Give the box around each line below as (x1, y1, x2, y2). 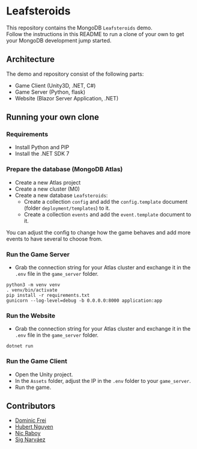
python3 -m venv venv (6, 282, 61, 288)
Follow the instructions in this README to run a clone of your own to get (6, 30, 184, 37)
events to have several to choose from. (6, 235, 103, 242)
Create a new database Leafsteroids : (14, 191, 108, 199)
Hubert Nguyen (14, 423, 53, 430)
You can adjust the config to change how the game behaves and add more (6, 228, 191, 236)
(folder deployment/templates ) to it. (23, 204, 111, 212)
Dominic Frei (14, 417, 46, 424)
